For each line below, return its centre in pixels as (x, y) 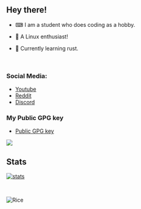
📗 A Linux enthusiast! (42, 37)
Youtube (26, 89)
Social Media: (27, 76)
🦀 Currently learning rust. (47, 48)
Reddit (23, 96)
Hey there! (27, 10)
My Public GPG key (35, 118)
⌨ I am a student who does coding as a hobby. (75, 24)
